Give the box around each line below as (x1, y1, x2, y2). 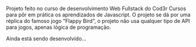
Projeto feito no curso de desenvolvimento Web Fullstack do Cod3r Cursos (6, 5, 186, 12)
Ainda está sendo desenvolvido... (6, 35, 87, 42)
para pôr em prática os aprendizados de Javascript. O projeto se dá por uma (6, 11, 191, 18)
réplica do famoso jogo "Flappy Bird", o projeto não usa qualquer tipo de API (6, 18, 190, 24)
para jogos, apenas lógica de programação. (6, 23, 111, 31)
